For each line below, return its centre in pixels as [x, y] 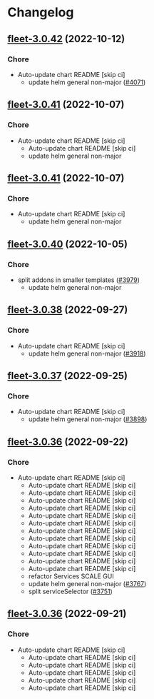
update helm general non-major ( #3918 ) [87, 353]
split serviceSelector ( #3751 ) [70, 591]
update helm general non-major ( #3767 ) [87, 584]
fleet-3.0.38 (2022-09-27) [68, 310]
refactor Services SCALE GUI [71, 576]
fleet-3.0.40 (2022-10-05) [68, 244]
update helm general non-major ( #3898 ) [88, 419]
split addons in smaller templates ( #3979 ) [79, 280]
